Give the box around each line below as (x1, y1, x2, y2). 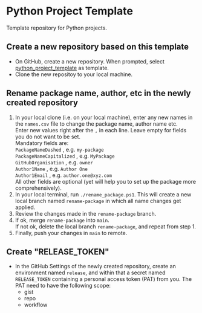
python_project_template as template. (15, 64, 109, 71)
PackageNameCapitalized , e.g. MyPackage (15, 152, 115, 160)
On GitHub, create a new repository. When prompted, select (15, 57, 165, 65)
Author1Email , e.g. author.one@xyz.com (15, 171, 112, 179)
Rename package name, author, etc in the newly (6, 88, 191, 98)
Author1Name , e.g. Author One (15, 165, 88, 172)
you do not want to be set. (15, 133, 80, 140)
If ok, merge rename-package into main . (15, 216, 110, 224)
